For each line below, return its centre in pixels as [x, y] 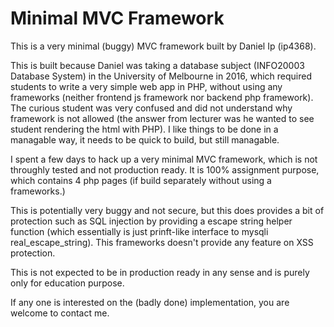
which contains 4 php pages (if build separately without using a [141, 180]
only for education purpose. [67, 283]
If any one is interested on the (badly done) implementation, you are [150, 302]
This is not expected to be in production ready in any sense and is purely [160, 272]
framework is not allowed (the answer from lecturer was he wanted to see [162, 118]
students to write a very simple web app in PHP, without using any [146, 86]
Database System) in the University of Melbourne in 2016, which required [161, 76]
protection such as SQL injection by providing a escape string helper [151, 221]
